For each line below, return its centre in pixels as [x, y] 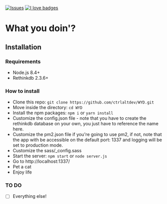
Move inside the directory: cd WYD [47, 108]
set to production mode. [38, 145]
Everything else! [29, 196]
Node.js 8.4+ [26, 72]
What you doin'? [41, 28]
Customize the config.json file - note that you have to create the [79, 118]
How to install [22, 91]
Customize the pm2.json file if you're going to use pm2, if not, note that [87, 134]
